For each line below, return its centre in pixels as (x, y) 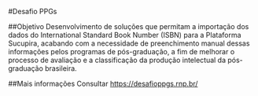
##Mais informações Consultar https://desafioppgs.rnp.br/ (103, 83)
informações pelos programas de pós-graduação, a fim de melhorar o (122, 52)
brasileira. (61, 68)
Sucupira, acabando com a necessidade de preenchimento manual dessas (129, 43)
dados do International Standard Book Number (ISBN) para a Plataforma (125, 35)
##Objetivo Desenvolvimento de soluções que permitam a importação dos (129, 26)
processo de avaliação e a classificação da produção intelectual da (117, 60)
